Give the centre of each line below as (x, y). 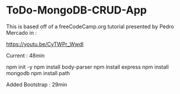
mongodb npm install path (38, 73)
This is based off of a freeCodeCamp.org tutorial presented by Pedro (90, 26)
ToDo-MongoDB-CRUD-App (76, 10)
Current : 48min (25, 55)
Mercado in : (22, 32)
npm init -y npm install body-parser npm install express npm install (87, 67)
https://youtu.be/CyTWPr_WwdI (45, 44)
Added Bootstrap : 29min (37, 84)
